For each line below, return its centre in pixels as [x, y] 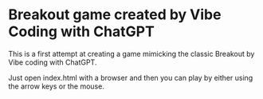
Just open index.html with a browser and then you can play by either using [131, 77]
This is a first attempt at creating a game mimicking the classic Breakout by [131, 53]
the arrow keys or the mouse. [57, 86]
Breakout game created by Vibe [115, 15]
